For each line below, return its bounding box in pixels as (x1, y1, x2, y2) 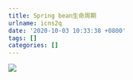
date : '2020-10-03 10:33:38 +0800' (8, 26, 127, 34)
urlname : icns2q (8, 19, 62, 27)
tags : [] (8, 34, 37, 42)
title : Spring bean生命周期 (8, 11, 97, 20)
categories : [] (8, 42, 59, 50)
